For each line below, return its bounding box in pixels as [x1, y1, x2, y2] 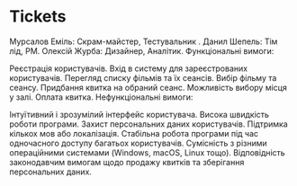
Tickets [9, 6, 67, 27]
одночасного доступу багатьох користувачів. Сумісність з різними [9, 137, 267, 148]
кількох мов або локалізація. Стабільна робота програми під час [9, 128, 259, 138]
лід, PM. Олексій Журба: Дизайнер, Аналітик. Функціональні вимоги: [9, 45, 274, 56]
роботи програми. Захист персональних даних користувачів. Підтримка [9, 119, 288, 129]
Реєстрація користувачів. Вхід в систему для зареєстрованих [9, 63, 248, 74]
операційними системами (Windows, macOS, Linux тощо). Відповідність [9, 146, 285, 158]
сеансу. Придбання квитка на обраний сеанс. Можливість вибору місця [9, 82, 288, 93]
